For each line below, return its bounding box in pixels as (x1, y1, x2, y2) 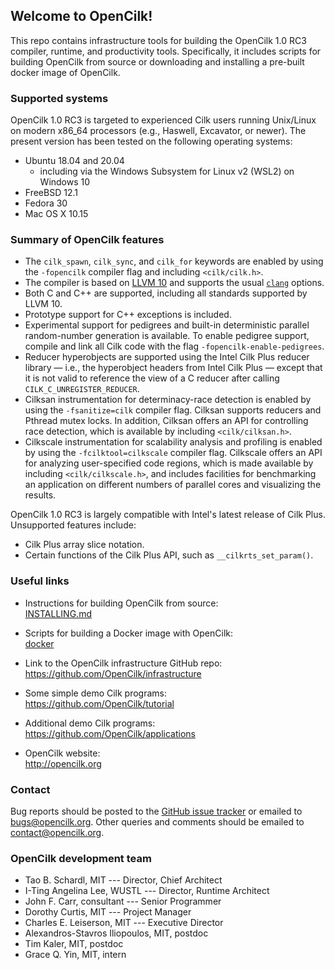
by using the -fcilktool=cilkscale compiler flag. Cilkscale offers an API (24, 447, 323, 459)
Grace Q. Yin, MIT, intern (24, 949, 127, 961)
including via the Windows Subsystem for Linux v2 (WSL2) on (39, 165, 295, 178)
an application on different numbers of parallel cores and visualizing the (24, 479, 322, 491)
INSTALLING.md (24, 607, 92, 619)
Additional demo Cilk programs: (24, 717, 156, 729)
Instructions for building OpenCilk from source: (24, 597, 219, 609)
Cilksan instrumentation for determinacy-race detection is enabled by (24, 394, 312, 406)
